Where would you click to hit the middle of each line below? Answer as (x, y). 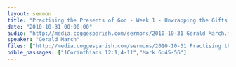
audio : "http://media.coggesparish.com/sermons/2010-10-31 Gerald (106, 33)
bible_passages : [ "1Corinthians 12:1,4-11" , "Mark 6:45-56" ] (97, 53)
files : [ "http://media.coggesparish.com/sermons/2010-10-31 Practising (114, 46)
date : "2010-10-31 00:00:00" (50, 27)
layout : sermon (29, 14)
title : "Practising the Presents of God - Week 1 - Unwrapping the (108, 20)
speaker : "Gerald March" (44, 40)
